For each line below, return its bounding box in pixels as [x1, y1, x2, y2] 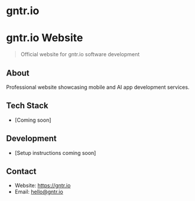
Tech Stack [6, 100, 48, 111]
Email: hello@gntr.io [14, 188, 63, 196]
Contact [6, 166, 37, 176]
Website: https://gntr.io [14, 182, 71, 189]
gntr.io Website [6, 31, 83, 45]
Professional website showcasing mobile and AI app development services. [6, 83, 190, 90]
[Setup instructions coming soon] [14, 149, 96, 156]
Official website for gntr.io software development [20, 51, 140, 58]
